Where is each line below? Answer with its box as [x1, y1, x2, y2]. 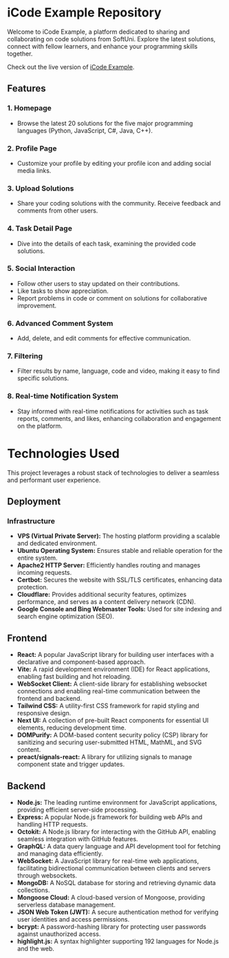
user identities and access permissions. [17, 915, 130, 923]
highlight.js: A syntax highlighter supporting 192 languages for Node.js [17, 937, 219, 945]
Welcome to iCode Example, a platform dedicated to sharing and [7, 28, 190, 36]
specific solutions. [17, 374, 69, 382]
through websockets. [17, 871, 78, 880]
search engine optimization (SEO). [17, 612, 115, 620]
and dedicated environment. [17, 539, 98, 547]
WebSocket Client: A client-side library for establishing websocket [17, 679, 208, 688]
